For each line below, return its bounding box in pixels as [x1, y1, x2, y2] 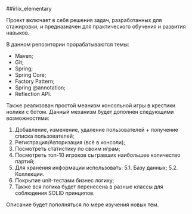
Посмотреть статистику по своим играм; [14, 145, 120, 152]
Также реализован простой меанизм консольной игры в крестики [6, 102, 176, 109]
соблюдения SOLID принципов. [14, 190, 95, 196]
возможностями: [6, 114, 49, 122]
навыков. [6, 29, 30, 36]
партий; [14, 158, 35, 165]
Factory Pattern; [14, 77, 55, 85]
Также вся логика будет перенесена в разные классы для [14, 183, 163, 190]
